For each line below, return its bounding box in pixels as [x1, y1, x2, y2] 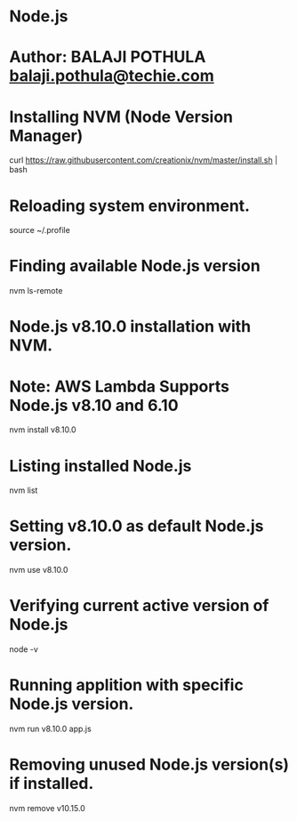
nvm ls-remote [9, 286, 63, 296]
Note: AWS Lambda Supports [9, 376, 229, 397]
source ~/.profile [9, 225, 71, 236]
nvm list [9, 485, 38, 495]
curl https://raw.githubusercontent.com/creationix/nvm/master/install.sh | [9, 155, 278, 165]
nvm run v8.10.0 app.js [9, 723, 92, 735]
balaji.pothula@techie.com [9, 66, 215, 86]
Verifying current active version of [9, 596, 269, 616]
